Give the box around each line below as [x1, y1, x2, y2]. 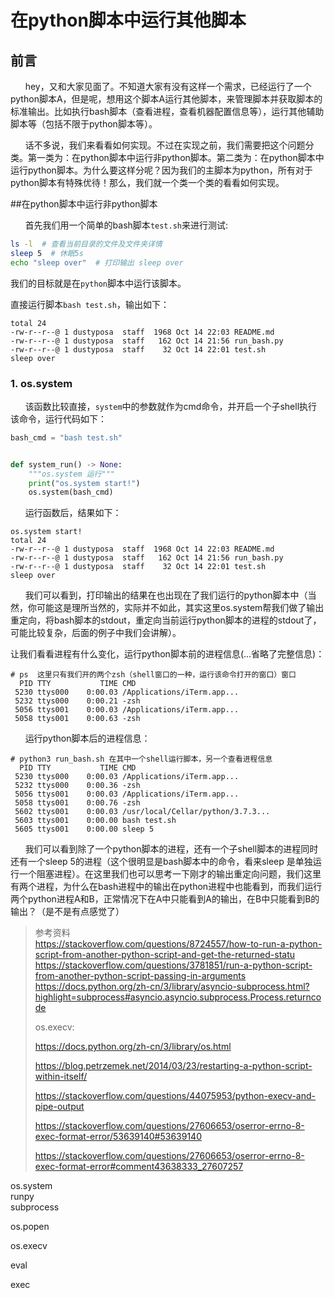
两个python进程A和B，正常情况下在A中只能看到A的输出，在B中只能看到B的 [10, 893, 320, 905]
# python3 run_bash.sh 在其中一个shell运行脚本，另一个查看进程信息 [10, 754, 273, 765]
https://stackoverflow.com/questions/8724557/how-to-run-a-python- [34, 938, 323, 950]
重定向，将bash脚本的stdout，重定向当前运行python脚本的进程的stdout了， [10, 614, 322, 626]
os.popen [10, 1221, 50, 1233]
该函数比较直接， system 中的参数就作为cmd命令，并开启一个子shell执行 [24, 400, 318, 412]
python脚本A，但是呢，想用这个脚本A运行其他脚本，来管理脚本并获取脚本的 [10, 93, 323, 105]
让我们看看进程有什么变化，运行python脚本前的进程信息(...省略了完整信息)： [10, 648, 325, 660]
